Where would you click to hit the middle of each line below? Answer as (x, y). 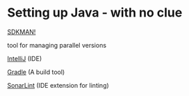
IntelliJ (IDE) (25, 58)
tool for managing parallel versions (57, 45)
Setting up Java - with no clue (95, 13)
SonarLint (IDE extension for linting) (58, 85)
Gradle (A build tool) (36, 72)
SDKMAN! (22, 32)
